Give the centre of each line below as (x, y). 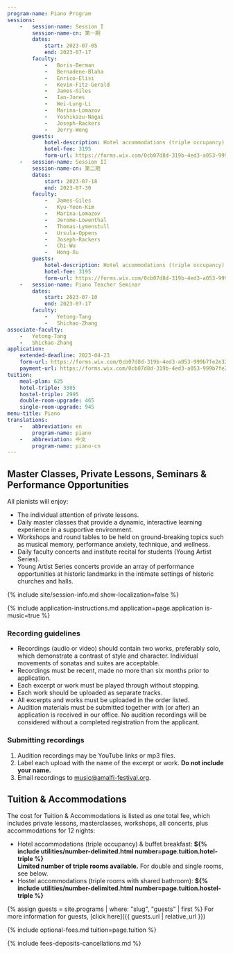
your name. (34, 770)
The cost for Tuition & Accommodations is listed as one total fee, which (109, 816)
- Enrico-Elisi (69, 78)
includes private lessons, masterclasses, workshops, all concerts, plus (108, 824)
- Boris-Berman (69, 65)
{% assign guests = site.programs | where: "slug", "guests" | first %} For (111, 909)
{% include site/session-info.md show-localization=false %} (93, 595)
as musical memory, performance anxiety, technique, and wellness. (113, 545)
